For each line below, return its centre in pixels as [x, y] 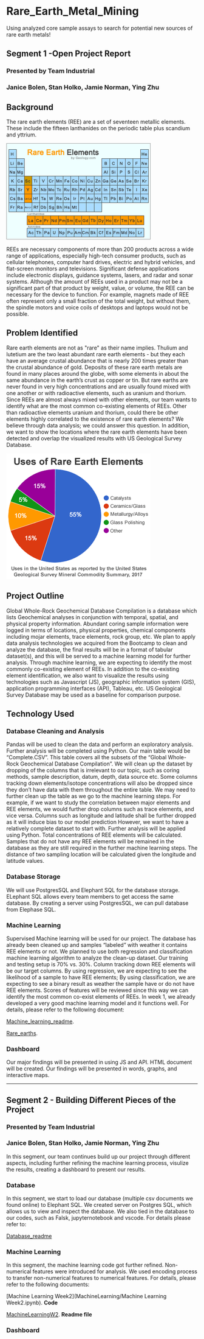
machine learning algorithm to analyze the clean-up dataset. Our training [97, 958]
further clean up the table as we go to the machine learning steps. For [93, 796]
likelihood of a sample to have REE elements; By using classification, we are [101, 977]
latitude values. [25, 861]
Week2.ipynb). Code [32, 1303]
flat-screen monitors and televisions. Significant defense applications [93, 269]
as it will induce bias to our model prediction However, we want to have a [97, 822]
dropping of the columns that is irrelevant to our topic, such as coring [93, 770]
